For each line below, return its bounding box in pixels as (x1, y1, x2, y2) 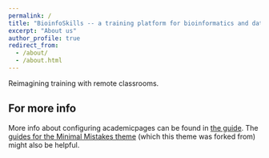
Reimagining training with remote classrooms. (8, 78, 159, 88)
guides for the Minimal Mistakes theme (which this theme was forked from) (8, 132, 256, 141)
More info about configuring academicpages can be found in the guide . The (8, 123, 259, 132)
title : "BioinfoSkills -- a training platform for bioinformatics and (8, 19, 249, 27)
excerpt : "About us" (8, 26, 78, 34)
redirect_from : (8, 42, 59, 50)
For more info (8, 102, 77, 115)
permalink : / (8, 11, 52, 20)
